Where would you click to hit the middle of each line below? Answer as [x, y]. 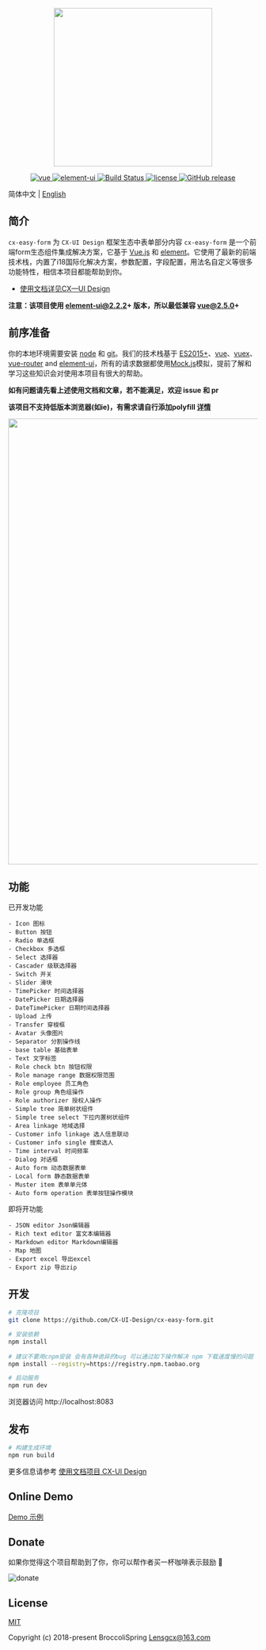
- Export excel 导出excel [49, 1259]
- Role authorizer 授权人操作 [55, 1101]
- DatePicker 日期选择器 [46, 1000]
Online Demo [41, 1497]
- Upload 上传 [30, 1017]
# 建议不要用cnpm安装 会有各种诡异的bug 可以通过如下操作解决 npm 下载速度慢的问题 [131, 1356]
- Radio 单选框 [31, 941]
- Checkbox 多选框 [37, 949]
